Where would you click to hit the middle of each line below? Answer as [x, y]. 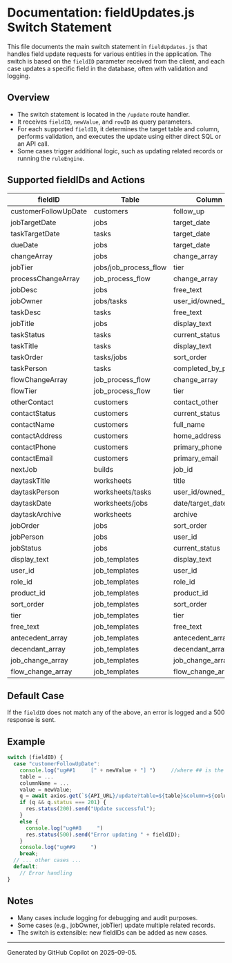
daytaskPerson [35, 492]
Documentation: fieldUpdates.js [101, 13]
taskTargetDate [35, 233]
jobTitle [22, 323]
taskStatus [28, 334]
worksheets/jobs [121, 503]
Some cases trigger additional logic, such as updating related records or [120, 151]
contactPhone [33, 447]
